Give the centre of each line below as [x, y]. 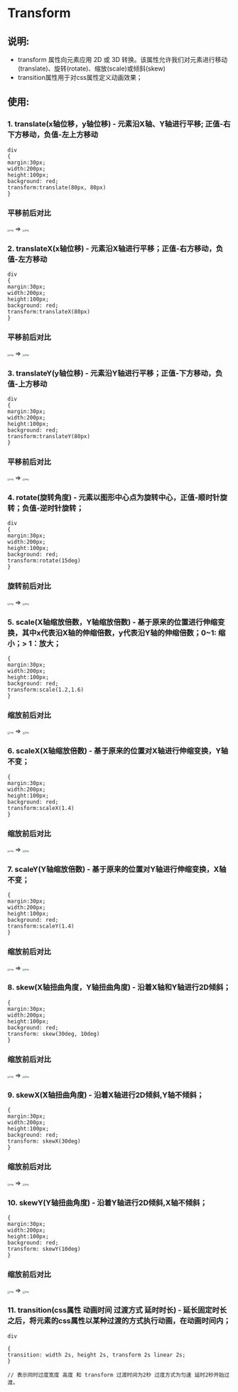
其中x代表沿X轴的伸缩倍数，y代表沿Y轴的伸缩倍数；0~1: [119, 633]
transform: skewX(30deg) [44, 1141]
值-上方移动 [27, 384]
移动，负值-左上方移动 [60, 135]
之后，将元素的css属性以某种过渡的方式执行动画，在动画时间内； [119, 1321]
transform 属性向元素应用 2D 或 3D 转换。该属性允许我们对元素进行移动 [123, 59]
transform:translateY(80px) [49, 436]
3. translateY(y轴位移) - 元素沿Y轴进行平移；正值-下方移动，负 [115, 373]
